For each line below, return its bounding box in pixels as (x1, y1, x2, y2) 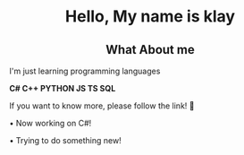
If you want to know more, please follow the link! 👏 (9, 100, 195, 111)
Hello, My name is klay (65, 6, 235, 27)
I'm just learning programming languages (9, 65, 161, 76)
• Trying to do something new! (9, 135, 122, 145)
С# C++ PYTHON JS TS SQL (9, 83, 116, 93)
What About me (105, 42, 195, 57)
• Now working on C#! (9, 118, 92, 128)
